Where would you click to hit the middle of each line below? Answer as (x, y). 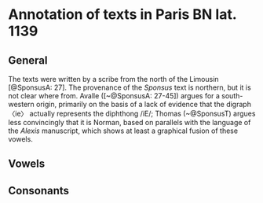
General (28, 60)
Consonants (38, 190)
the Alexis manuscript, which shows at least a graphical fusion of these (123, 131)
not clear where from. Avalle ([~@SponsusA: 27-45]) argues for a (114, 96)
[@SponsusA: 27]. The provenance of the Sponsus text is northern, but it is (130, 87)
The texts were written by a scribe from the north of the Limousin (113, 79)
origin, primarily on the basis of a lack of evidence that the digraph (144, 104)
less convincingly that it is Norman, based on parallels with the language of (130, 122)
